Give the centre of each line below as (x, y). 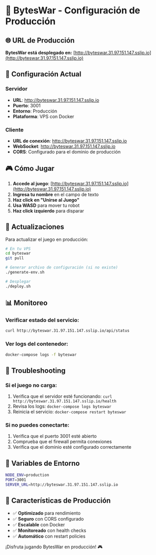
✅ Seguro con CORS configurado (48, 519)
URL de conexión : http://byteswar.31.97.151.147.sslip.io (70, 141)
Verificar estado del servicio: (42, 320)
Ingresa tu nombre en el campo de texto (56, 194)
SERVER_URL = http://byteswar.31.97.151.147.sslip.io (62, 485)
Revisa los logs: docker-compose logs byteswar (62, 406)
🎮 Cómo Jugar (30, 169)
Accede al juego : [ (32, 183)
